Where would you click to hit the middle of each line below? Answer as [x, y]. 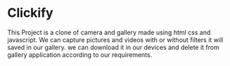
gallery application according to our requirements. [80, 55]
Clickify [31, 13]
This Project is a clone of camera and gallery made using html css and [109, 32]
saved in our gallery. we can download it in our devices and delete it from [113, 47]
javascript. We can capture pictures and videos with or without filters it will [115, 39]
